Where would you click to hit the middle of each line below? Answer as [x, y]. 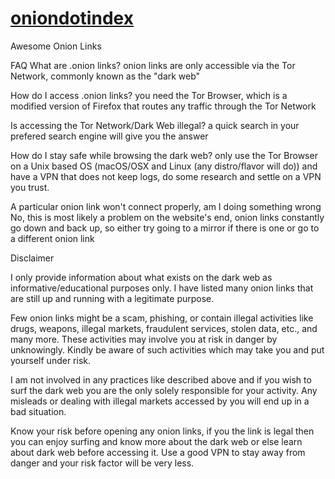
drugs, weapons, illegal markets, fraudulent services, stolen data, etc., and [164, 328]
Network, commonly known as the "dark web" [105, 76]
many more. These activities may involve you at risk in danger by [144, 339]
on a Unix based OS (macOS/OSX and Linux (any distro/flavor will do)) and [164, 166]
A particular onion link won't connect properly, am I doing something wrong [166, 206]
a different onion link [52, 238]
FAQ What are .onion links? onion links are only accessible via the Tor [153, 65]
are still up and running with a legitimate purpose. [112, 298]
